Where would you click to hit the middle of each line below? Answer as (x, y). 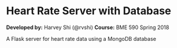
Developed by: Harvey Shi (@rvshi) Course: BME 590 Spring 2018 (88, 27)
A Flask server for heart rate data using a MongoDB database (81, 39)
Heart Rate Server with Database (89, 11)
